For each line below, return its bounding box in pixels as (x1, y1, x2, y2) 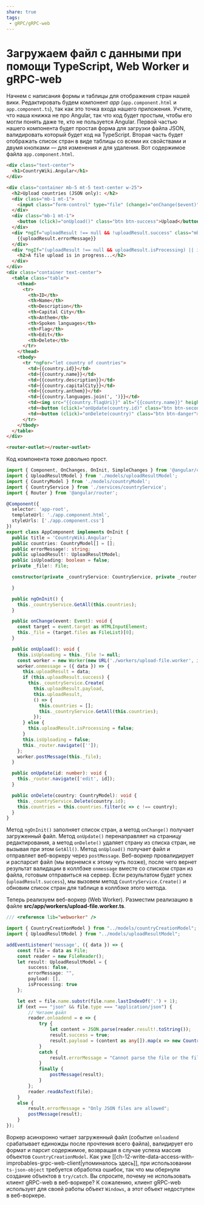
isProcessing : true (28, 982, 78, 988)
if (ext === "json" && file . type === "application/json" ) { (17, 1004, 172, 1010)
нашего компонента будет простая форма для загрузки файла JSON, (6, 125, 186, 132)
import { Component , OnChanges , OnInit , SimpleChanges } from (6, 467, 167, 473)
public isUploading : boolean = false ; (12, 557, 110, 563)
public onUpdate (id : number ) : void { (12, 770, 107, 776)
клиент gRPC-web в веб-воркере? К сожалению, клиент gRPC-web (6, 1178, 181, 1186)
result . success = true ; (49, 1032, 110, 1038)
